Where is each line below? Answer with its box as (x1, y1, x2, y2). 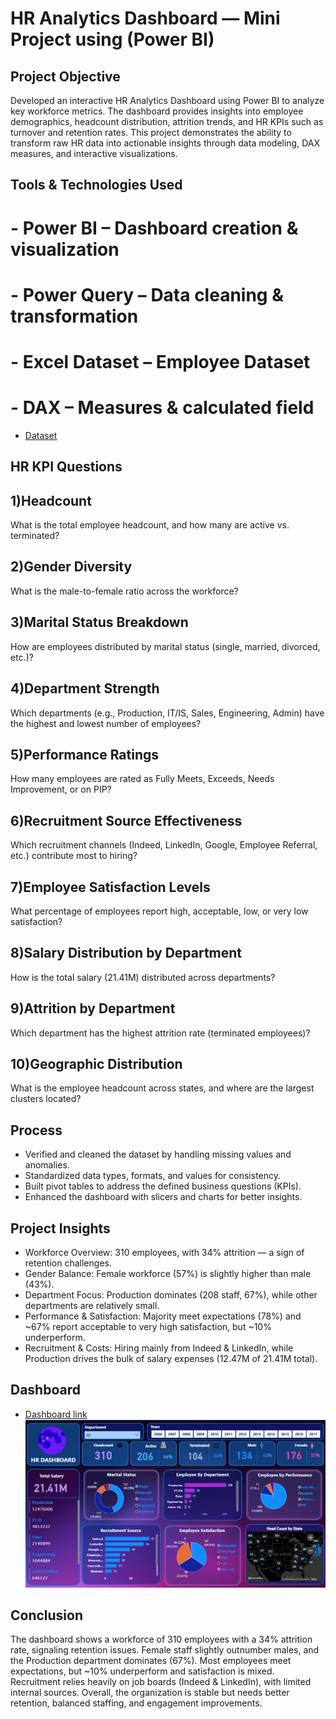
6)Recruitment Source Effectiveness (10, 812, 243, 829)
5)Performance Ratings (10, 746, 160, 763)
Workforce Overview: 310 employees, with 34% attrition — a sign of (24, 1247, 305, 1259)
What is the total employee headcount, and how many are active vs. (10, 519, 290, 531)
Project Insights (10, 1220, 111, 1237)
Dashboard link (24, 1408, 88, 1420)
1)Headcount (10, 492, 92, 509)
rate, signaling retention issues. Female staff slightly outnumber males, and (10, 1644, 320, 1656)
